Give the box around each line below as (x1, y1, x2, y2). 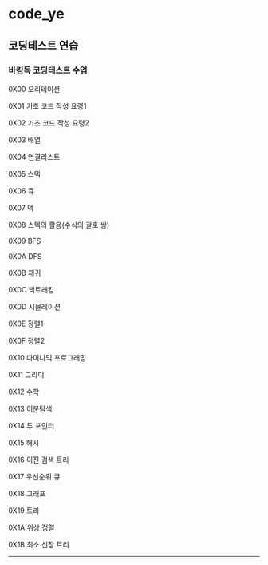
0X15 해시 (8, 437, 40, 448)
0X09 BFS (8, 236, 41, 245)
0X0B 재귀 (8, 268, 41, 277)
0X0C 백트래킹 (8, 284, 54, 294)
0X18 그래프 (8, 488, 46, 498)
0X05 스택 (8, 169, 41, 178)
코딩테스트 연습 (8, 38, 79, 52)
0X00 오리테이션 (8, 84, 61, 94)
